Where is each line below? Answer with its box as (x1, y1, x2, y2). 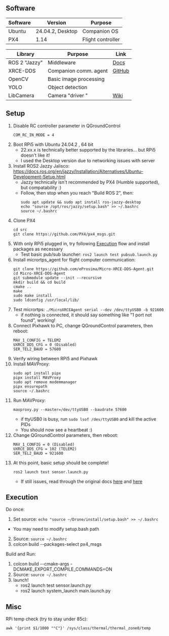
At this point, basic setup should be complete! (13, 460, 109, 466)
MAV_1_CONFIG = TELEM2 (13, 338, 61, 343)
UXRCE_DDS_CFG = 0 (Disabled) (13, 342, 77, 347)
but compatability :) (20, 184, 62, 191)
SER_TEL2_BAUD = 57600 (13, 347, 61, 352)
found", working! (20, 317, 56, 323)
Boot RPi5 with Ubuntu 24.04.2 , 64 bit (13, 141, 94, 147)
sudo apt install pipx (13, 370, 61, 376)
